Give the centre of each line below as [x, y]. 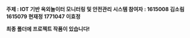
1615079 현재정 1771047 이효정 [43, 16]
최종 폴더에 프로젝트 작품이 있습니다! [48, 29]
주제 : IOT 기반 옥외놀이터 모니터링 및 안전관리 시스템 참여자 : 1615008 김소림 [95, 9]
